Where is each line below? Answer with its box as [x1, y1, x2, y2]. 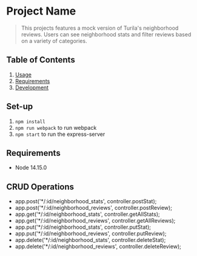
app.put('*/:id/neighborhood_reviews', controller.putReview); [15, 230, 167, 237]
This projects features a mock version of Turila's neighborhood [21, 24, 179, 32]
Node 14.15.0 [15, 164, 47, 171]
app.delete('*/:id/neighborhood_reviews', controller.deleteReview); [15, 243, 182, 250]
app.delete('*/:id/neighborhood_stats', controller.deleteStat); [15, 237, 166, 244]
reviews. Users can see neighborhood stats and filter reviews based [21, 30, 192, 38]
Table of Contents [6, 55, 76, 65]
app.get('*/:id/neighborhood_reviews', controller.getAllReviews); [15, 217, 176, 224]
